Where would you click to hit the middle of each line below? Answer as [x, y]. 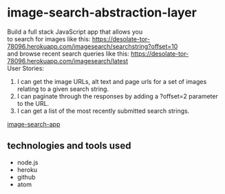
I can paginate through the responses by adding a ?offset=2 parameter [117, 96]
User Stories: [26, 68]
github [26, 177]
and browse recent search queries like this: [68, 54]
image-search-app [34, 124]
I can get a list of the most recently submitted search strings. [103, 111]
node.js [28, 162]
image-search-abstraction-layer [102, 13]
